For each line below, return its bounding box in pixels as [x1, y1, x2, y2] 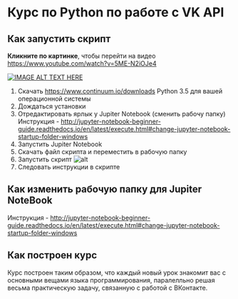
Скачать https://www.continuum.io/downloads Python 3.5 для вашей [17, 87, 223, 95]
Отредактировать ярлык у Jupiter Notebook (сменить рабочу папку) [17, 110, 226, 118]
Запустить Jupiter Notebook [17, 140, 103, 148]
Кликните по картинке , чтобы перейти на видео [7, 51, 156, 60]
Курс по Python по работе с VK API [7, 4, 224, 21]
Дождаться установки [17, 102, 86, 111]
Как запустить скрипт [7, 33, 111, 45]
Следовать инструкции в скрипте [17, 163, 120, 171]
